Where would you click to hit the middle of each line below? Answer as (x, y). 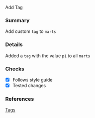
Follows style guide (32, 80)
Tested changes (29, 85)
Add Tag (14, 7)
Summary (18, 20)
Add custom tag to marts (31, 31)
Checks (15, 69)
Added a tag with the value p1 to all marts (48, 56)
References (20, 99)
